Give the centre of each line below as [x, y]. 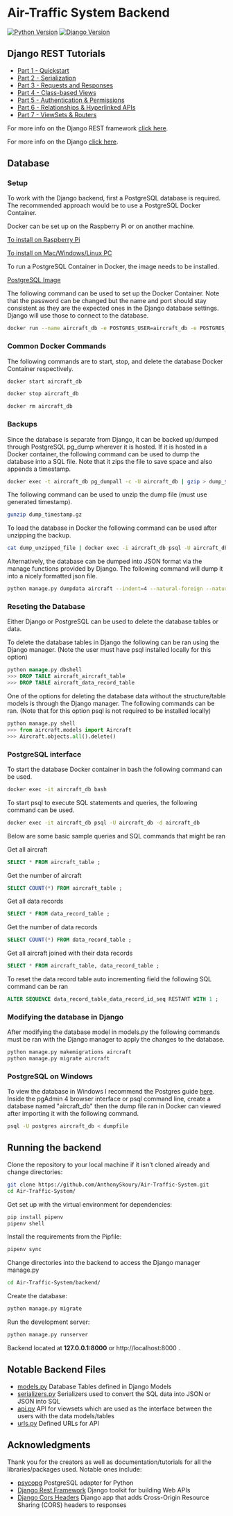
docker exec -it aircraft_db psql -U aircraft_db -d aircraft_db [103, 822]
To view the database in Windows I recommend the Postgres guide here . [111, 1092]
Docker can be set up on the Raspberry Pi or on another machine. [101, 226]
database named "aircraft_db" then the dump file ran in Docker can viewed [114, 1106]
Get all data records [35, 901]
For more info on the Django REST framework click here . [88, 128]
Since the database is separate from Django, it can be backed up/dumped [113, 439]
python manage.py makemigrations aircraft [69, 1052]
